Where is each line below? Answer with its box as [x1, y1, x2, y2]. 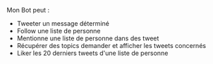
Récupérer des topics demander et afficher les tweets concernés [16, 42, 206, 49]
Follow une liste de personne [16, 27, 101, 35]
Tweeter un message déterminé [16, 19, 110, 27]
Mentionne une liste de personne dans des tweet [16, 34, 159, 42]
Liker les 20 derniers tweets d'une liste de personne [16, 49, 169, 57]
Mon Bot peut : [6, 6, 50, 14]
